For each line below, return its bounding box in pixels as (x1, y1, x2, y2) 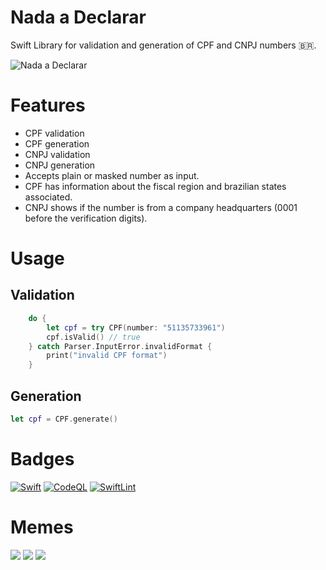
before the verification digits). (24, 212, 148, 224)
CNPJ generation (24, 159, 96, 171)
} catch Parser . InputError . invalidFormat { (28, 341, 213, 351)
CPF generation (24, 137, 90, 150)
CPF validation (24, 127, 85, 139)
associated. (24, 191, 73, 203)
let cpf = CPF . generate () (10, 414, 118, 424)
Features (10, 94, 86, 117)
